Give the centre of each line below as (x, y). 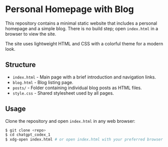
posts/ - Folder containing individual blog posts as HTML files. (77, 88)
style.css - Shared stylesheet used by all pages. (63, 93)
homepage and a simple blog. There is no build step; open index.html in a (82, 28)
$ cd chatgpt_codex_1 (28, 135)
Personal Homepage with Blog (70, 9)
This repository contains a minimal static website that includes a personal (81, 23)
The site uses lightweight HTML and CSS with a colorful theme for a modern (84, 43)
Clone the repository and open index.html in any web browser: (70, 121)
